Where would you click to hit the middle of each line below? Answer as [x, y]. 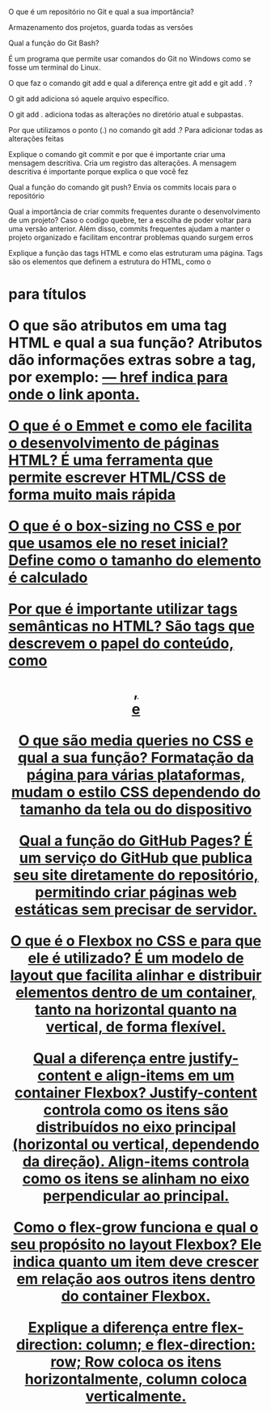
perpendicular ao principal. [136, 1196]
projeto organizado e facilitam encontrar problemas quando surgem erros [131, 237]
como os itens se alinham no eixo [136, 1179]
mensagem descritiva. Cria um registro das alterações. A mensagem [123, 163]
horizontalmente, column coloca [136, 1379]
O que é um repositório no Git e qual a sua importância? [101, 12]
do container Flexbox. [136, 1297]
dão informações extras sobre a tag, [132, 360]
